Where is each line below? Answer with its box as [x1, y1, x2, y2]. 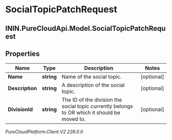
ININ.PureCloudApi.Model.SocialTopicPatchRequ [5, 24, 166, 33]
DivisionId [8, 106, 33, 113]
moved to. [61, 115, 86, 123]
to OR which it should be [61, 109, 120, 116]
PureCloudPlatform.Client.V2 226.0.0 [5, 129, 83, 135]
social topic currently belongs [61, 103, 133, 110]
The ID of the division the [61, 96, 122, 104]
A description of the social [61, 82, 125, 89]
